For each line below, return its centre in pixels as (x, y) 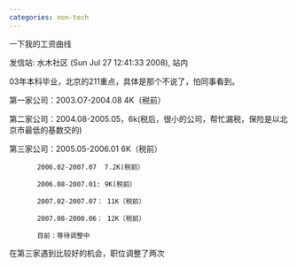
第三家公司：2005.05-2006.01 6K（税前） (86, 149)
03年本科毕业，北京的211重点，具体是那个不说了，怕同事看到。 (125, 81)
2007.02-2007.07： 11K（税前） (91, 201)
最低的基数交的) (53, 130)
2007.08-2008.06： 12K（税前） (91, 218)
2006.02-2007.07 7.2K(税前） (90, 167)
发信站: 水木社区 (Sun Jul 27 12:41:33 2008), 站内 (99, 62)
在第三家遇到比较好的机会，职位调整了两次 (87, 253)
